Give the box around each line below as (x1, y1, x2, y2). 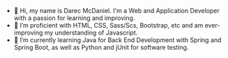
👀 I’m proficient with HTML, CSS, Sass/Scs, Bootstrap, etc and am (13, 21, 204, 29)
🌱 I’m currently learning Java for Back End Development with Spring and (13, 36, 222, 44)
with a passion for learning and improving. (13, 14, 135, 22)
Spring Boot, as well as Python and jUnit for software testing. (13, 43, 189, 51)
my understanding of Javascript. (44, 28, 138, 37)
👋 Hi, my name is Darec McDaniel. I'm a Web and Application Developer (13, 7, 220, 14)
